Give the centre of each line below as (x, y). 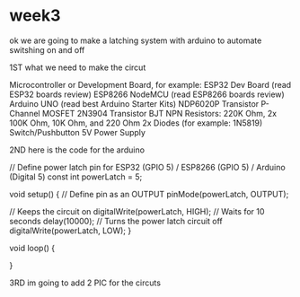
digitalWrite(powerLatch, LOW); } (71, 231)
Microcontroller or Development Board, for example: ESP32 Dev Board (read (150, 84)
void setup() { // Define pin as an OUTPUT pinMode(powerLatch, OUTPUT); (149, 194)
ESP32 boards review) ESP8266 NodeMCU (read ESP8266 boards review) (147, 94)
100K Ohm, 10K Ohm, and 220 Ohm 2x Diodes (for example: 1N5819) (136, 123)
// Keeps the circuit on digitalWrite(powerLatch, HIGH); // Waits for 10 (137, 211)
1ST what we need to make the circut (78, 67)
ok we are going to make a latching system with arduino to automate (136, 40)
